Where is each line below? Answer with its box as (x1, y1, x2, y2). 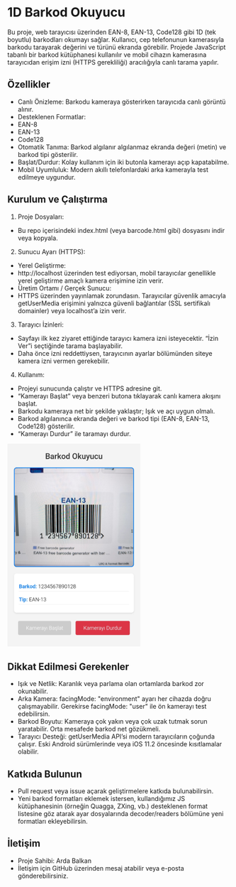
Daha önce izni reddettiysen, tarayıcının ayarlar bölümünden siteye (17, 349, 213, 357)
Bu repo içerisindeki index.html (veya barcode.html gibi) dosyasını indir (17, 226, 225, 234)
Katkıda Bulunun (7, 768, 83, 780)
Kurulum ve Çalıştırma (7, 193, 108, 206)
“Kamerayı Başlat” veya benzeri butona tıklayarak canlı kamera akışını (17, 391, 221, 400)
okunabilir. (17, 687, 48, 696)
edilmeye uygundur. (17, 173, 76, 181)
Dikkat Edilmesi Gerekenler (7, 660, 130, 673)
